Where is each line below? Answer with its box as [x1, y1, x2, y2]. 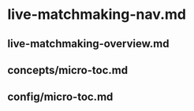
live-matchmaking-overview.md [7, 37, 170, 50]
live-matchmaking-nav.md [7, 6, 187, 24]
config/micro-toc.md [7, 91, 114, 104]
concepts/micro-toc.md [7, 63, 128, 76]
